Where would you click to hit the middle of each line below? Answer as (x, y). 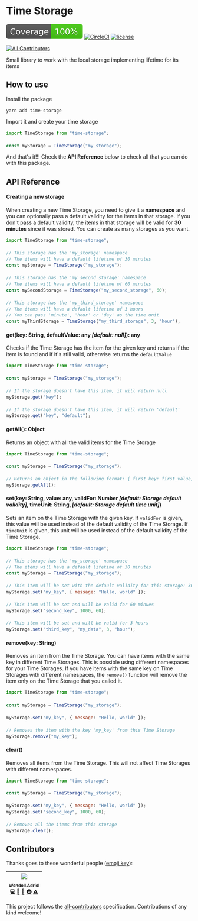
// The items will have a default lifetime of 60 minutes (79, 284)
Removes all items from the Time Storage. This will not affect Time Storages (98, 763)
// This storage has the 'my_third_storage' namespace (75, 303)
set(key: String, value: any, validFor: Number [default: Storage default (94, 499)
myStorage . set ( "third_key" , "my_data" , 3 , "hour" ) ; (71, 629)
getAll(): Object (26, 429)
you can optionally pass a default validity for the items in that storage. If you (98, 216)
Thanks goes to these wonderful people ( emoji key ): (70, 863)
